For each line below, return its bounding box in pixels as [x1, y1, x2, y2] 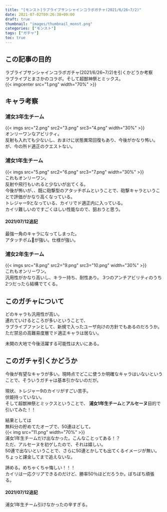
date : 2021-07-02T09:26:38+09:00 [5, 12, 75, 17]
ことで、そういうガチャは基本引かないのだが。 [5, 377, 101, 383]
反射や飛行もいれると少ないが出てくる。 [5, 181, 88, 187]
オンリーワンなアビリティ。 [5, 131, 62, 137]
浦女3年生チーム [5, 113, 44, 120]
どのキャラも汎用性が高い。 [5, 311, 62, 317]
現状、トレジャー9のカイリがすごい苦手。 [5, 388, 91, 394]
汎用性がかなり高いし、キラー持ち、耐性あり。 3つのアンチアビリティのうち [5, 275, 162, 281]
